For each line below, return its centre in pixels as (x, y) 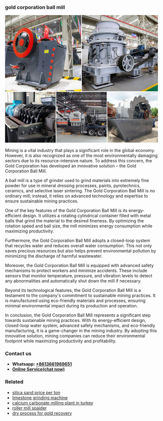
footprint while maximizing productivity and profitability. (61, 341)
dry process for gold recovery (42, 413)
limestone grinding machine (40, 398)
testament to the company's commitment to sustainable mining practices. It (81, 295)
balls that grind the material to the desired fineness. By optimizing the (74, 220)
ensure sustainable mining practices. (42, 201)
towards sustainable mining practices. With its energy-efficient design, (76, 320)
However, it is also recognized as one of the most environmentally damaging (81, 155)
